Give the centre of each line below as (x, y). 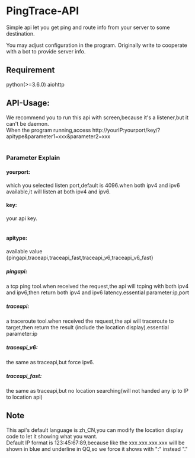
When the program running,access (49, 130)
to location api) (25, 397)
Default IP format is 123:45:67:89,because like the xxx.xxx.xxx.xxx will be (95, 443)
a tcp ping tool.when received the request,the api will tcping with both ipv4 (97, 287)
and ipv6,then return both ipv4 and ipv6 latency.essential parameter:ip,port (98, 292)
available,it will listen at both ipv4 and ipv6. (58, 192)
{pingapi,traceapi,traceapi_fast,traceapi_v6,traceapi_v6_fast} (80, 258)
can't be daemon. (28, 123)
